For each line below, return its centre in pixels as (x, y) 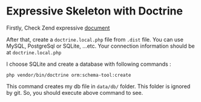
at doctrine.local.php (34, 52)
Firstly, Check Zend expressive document (58, 28)
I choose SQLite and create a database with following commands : (89, 64)
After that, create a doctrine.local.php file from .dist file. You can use (95, 39)
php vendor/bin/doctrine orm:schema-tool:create (69, 75)
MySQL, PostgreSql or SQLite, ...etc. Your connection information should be (100, 46)
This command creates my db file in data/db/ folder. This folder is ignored (98, 86)
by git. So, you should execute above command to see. (75, 92)
